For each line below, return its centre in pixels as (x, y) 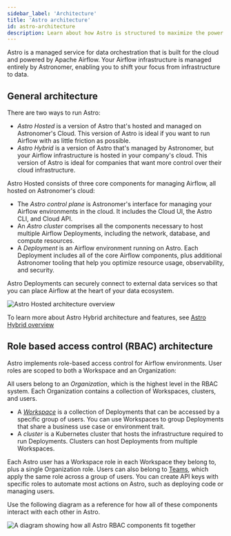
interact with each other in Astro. (54, 512)
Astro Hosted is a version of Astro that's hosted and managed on (109, 126)
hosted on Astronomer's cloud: (51, 191)
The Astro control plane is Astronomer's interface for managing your (114, 204)
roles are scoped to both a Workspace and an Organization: (92, 370)
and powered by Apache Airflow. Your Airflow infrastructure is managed (109, 60)
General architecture (52, 96)
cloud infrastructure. (46, 170)
